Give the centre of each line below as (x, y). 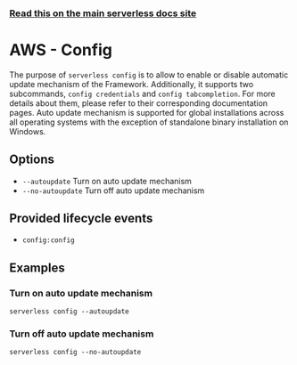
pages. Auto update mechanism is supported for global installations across (147, 112)
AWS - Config (61, 50)
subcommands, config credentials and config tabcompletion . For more (143, 93)
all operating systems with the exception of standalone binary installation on (149, 122)
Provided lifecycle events (81, 219)
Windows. (28, 131)
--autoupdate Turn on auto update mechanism (107, 181)
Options (32, 160)
